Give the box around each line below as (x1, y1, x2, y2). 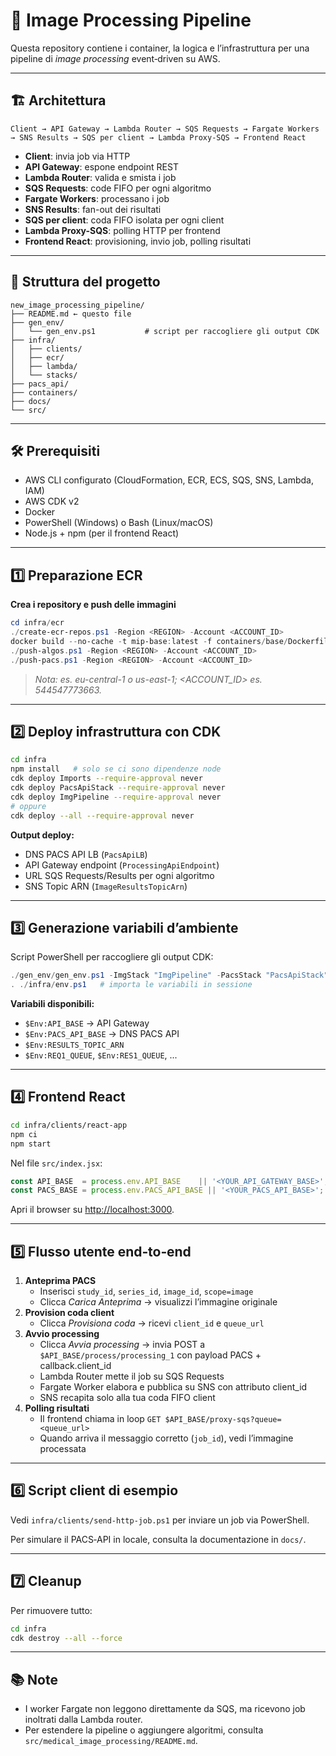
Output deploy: (10, 829, 75, 841)
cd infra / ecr (10, 618, 65, 628)
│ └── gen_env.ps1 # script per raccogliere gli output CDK (10, 326, 320, 336)
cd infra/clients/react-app (10, 1120, 128, 1130)
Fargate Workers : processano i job (24, 192, 170, 204)
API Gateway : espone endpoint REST (24, 160, 179, 173)
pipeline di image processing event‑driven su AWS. (10, 52, 221, 64)
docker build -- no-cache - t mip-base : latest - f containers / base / (10, 636, 288, 646)
